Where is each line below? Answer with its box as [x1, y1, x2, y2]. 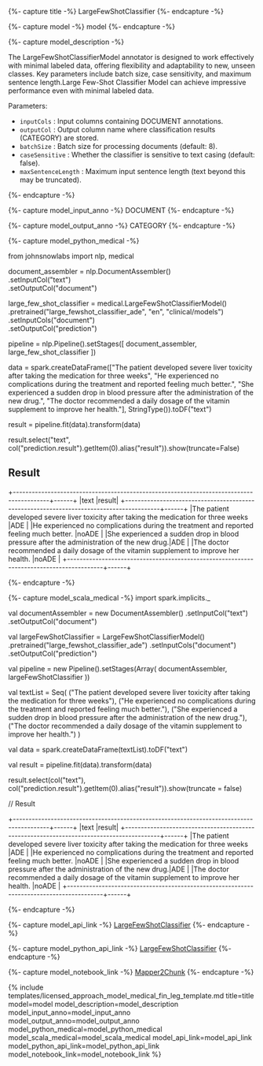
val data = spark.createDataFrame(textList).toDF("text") [8, 745, 188, 754]
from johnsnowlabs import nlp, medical [8, 251, 135, 261]
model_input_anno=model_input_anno [8, 1008, 131, 1017]
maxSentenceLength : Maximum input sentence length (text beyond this [19, 167, 246, 176]
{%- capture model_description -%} [8, 37, 125, 46]
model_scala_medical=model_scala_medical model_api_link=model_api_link [8, 1032, 253, 1042]
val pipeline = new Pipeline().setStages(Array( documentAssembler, [8, 663, 228, 673]
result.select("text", [8, 435, 71, 444]
